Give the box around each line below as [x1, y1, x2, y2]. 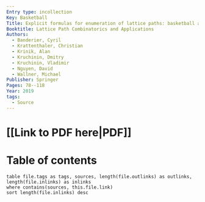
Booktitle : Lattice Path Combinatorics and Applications [6, 26, 154, 32]
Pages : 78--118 [6, 83, 45, 89]
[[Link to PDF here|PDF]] [6, 125, 132, 139]
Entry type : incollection [6, 9, 72, 15]
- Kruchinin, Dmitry [12, 54, 64, 60]
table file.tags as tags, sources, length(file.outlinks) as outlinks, [6, 173, 192, 179]
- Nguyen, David [12, 65, 53, 72]
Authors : [6, 32, 29, 38]
